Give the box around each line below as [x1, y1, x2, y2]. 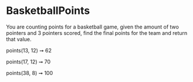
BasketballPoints [6, 4, 90, 17]
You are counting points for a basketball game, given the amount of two [6, 23, 179, 30]
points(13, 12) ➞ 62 [6, 47, 52, 54]
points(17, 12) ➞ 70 [6, 58, 51, 65]
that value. [6, 35, 32, 42]
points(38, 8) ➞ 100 [6, 69, 53, 76]
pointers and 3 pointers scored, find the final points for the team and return [6, 29, 188, 36]
